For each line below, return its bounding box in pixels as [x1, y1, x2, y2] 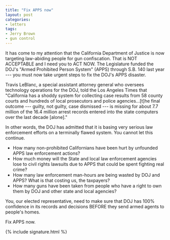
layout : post [5, 12, 33, 17]
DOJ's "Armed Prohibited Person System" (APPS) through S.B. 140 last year [5, 66, 165, 72]
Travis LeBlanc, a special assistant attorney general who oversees [5, 81, 144, 87]
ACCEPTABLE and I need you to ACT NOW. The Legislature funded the [5, 61, 154, 67]
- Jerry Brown [5, 31, 36, 36]
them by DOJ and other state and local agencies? [12, 188, 117, 194]
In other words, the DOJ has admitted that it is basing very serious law [5, 124, 153, 130]
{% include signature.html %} [5, 228, 67, 235]
